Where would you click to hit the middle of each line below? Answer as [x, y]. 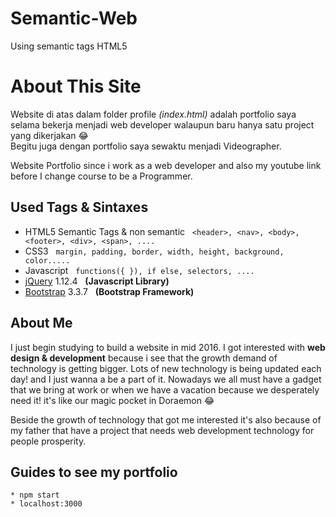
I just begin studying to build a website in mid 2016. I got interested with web [168, 347]
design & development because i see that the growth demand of [144, 358]
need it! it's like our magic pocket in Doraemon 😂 [112, 400]
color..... [47, 260]
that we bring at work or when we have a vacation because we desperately [165, 389]
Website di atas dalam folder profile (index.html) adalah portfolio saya [153, 114]
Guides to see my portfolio [94, 472]
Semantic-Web [74, 18]
